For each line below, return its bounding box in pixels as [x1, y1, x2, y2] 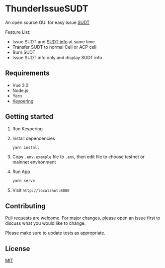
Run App [12, 169, 31, 175]
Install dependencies [12, 135, 56, 141]
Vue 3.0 [12, 82, 29, 88]
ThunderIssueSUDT [5, 3, 88, 14]
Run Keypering [12, 125, 43, 132]
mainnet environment [12, 159, 56, 165]
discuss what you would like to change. [5, 220, 86, 226]
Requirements [5, 69, 50, 78]
